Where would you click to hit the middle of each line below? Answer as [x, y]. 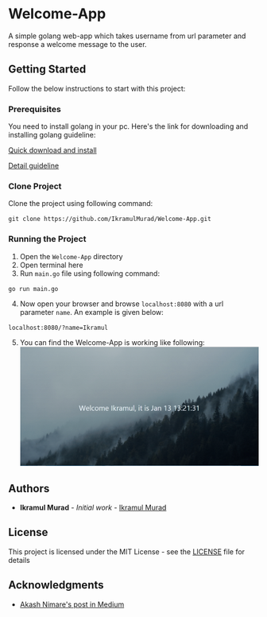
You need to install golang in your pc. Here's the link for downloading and [128, 126]
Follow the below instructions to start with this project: [97, 88]
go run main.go [33, 289]
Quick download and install [52, 150]
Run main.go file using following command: [90, 273]
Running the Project [47, 239]
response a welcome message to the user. [77, 44]
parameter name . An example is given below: [92, 312]
